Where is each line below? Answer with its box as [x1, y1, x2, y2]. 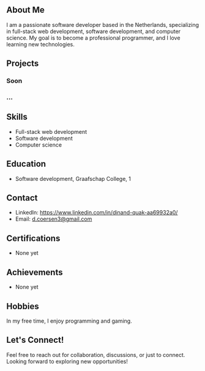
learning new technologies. [6, 40, 75, 48]
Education [6, 159, 47, 169]
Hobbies [6, 301, 40, 311]
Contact [6, 193, 38, 204]
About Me [6, 5, 45, 15]
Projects [6, 58, 39, 69]
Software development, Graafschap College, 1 [15, 175, 132, 182]
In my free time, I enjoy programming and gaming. [6, 317, 133, 325]
